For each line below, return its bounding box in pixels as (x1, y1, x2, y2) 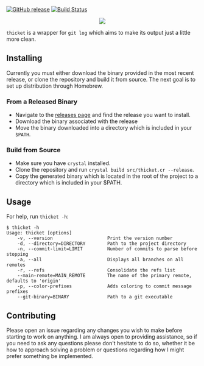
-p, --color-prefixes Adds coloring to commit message (17, 283, 192, 289)
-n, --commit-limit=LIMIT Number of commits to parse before (17, 246, 198, 252)
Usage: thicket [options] (6, 230, 72, 236)
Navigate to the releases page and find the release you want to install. (15, 111, 191, 119)
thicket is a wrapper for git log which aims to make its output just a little (6, 29, 191, 36)
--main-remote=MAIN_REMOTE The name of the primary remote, (17, 273, 192, 279)
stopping (6, 252, 29, 258)
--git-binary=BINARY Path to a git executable (17, 294, 173, 300)
